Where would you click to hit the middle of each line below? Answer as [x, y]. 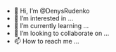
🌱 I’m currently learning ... [51, 26]
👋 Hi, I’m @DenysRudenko [52, 11]
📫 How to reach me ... [46, 41]
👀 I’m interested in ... [44, 18]
